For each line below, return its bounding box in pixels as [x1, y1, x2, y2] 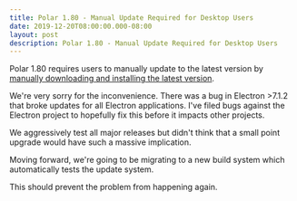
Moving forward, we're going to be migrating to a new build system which [9, 155, 285, 166]
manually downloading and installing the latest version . [9, 73, 215, 84]
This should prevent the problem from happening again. [9, 182, 218, 193]
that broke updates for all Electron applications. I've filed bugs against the [9, 100, 285, 111]
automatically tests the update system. [9, 164, 154, 175]
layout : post [9, 30, 59, 39]
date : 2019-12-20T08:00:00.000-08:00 [9, 22, 153, 31]
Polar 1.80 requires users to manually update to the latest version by [9, 63, 263, 74]
